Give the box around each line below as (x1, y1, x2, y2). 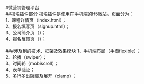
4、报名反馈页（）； (5, 36, 47, 42)
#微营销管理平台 (5, 5, 40, 10)
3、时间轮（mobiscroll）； (5, 60, 59, 66)
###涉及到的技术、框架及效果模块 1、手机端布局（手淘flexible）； (5, 48, 141, 54)
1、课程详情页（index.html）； (5, 17, 67, 23)
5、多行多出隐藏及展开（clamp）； (5, 73, 77, 79)
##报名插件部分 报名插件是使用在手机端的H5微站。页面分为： (5, 11, 134, 17)
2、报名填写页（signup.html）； (5, 23, 70, 29)
